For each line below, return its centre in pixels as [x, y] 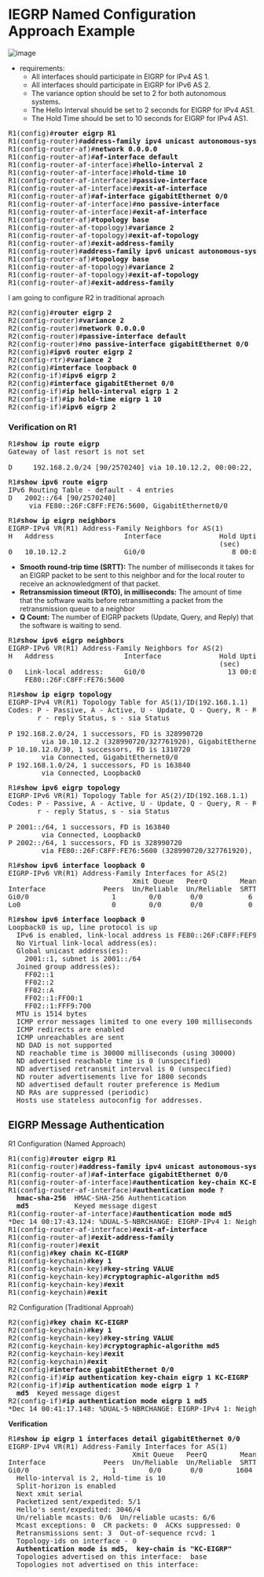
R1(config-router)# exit [54, 1245]
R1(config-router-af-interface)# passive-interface [108, 180]
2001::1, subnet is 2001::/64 [83, 959]
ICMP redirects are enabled [70, 1030]
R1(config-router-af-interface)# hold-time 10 [97, 172]
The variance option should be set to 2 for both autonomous [128, 93]
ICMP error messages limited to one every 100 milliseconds [134, 1022]
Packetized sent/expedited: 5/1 [79, 1502]
